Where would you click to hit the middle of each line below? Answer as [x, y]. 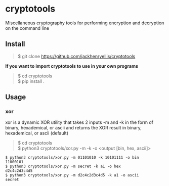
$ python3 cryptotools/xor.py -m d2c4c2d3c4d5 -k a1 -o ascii [72, 175]
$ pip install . [31, 81]
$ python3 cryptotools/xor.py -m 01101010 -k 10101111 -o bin [72, 158]
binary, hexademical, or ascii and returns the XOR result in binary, [73, 128]
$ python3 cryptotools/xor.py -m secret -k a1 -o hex [63, 167]
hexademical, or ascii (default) [37, 133]
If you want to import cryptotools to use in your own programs [72, 66]
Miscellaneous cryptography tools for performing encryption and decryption [85, 23]
